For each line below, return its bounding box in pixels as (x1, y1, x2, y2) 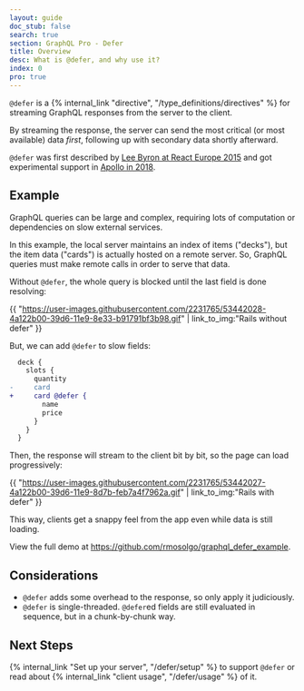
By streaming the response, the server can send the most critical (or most (9, 124, 286, 135)
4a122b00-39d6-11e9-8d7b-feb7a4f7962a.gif (9, 487, 181, 498)
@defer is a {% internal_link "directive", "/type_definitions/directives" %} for (9, 97, 290, 108)
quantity (33, 374, 67, 384)
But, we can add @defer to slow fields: (9, 340, 152, 350)
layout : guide (9, 13, 64, 23)
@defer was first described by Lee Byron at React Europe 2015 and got (9, 152, 272, 163)
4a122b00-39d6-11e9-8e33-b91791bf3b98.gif (9, 312, 181, 323)
